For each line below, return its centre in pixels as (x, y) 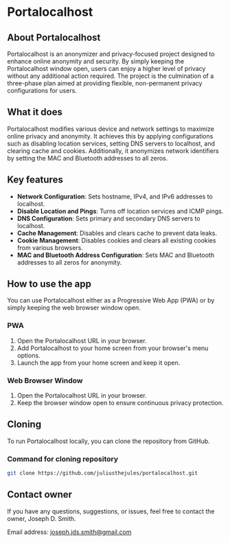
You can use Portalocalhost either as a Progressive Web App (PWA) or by (111, 300)
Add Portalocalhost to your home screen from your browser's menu (113, 348)
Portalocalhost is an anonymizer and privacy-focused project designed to (111, 54)
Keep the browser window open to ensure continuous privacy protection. (120, 403)
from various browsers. (50, 247)
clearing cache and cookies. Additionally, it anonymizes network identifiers (113, 151)
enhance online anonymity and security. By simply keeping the (96, 61)
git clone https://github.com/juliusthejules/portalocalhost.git (102, 473)
